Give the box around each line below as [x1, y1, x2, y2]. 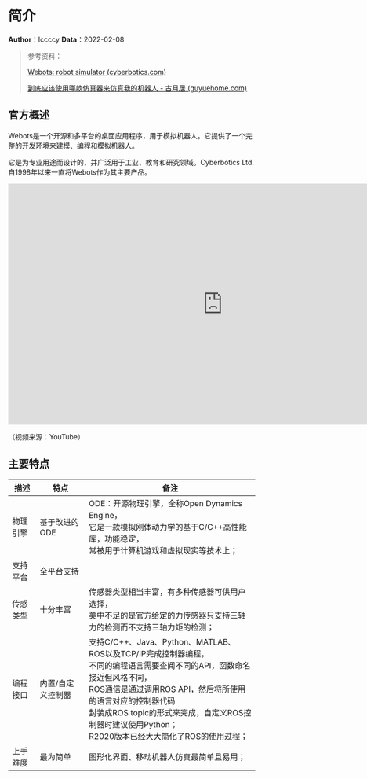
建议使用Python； [112, 718, 178, 729]
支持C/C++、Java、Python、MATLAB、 [89, 636, 237, 647]
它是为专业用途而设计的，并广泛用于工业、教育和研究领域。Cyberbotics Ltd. [8, 157, 255, 167]
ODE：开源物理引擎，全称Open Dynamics [89, 498, 243, 509]
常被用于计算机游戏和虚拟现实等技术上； [89, 545, 238, 556]
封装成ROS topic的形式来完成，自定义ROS [89, 707, 244, 718]
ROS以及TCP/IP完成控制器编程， [89, 648, 209, 659]
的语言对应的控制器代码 [89, 695, 176, 706]
